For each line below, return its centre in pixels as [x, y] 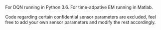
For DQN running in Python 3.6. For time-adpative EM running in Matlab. [79, 7]
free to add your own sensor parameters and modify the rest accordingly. [80, 22]
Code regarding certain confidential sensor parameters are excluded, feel [80, 17]
